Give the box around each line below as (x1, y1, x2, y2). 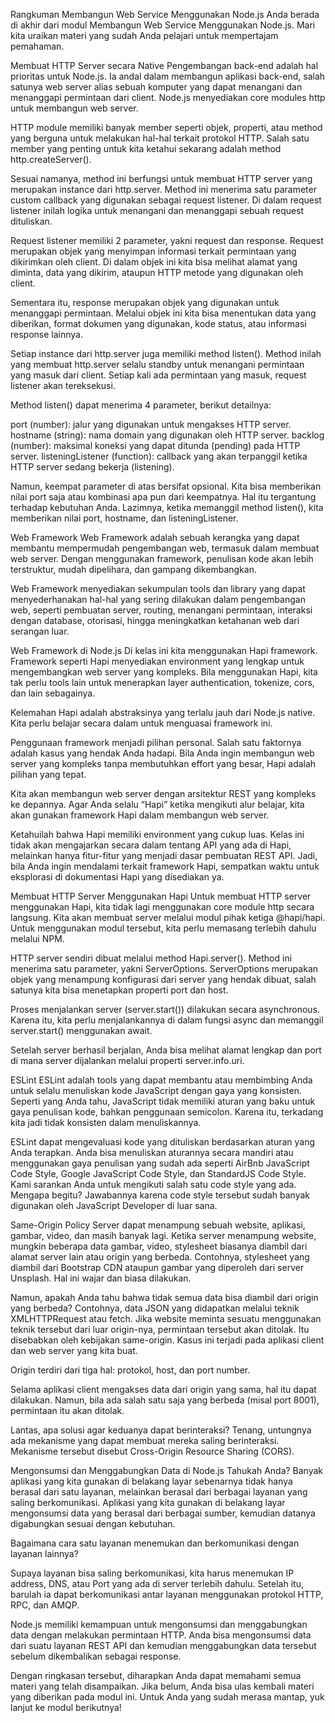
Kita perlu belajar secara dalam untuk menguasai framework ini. (10, 717, 273, 729)
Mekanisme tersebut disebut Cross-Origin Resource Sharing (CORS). (10, 1445, 295, 1457)
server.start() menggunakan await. (10, 1025, 153, 1036)
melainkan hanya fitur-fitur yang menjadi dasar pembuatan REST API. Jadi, (10, 850, 318, 861)
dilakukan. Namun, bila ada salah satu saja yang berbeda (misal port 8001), (10, 1394, 320, 1406)
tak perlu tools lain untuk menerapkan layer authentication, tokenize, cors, (10, 677, 315, 688)
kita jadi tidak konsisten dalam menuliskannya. (10, 1117, 202, 1128)
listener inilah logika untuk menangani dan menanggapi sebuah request (10, 205, 305, 216)
